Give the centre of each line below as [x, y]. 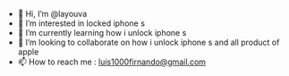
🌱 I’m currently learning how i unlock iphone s [102, 33]
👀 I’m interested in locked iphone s [81, 23]
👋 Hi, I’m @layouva [52, 14]
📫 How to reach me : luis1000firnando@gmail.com [112, 62]
